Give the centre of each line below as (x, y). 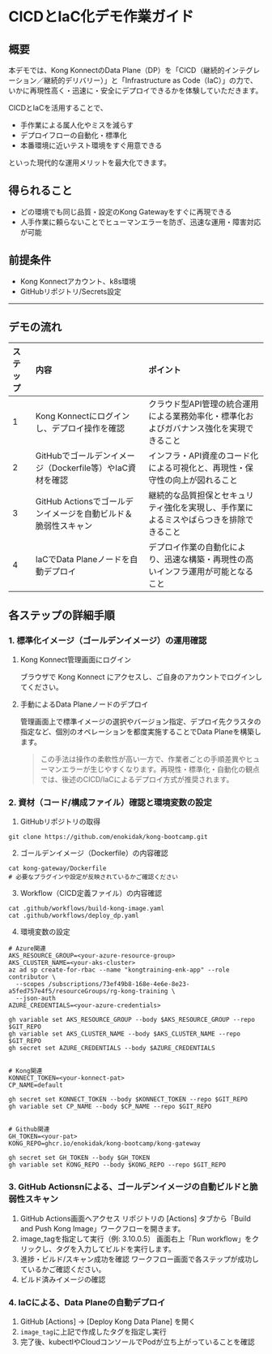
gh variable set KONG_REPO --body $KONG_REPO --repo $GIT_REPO (117, 1165)
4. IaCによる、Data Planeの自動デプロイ (87, 1302)
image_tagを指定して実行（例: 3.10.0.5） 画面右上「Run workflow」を (136, 1239)
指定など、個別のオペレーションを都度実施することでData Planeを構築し (140, 732)
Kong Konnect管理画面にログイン (76, 660)
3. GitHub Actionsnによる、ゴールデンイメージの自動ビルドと (129, 1187)
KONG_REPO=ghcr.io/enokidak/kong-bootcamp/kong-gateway (104, 1144)
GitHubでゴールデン (73, 456)
